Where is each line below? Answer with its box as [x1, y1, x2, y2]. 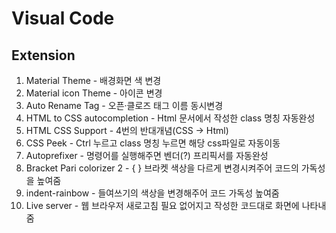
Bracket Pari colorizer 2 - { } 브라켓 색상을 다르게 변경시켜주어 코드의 [25, 162, 299, 174]
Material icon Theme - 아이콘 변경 [25, 87, 163, 99]
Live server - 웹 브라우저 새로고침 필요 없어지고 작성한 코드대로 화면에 [25, 200, 300, 211]
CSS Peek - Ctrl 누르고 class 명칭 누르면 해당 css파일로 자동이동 [25, 137, 281, 149]
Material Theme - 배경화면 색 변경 [25, 75, 162, 86]
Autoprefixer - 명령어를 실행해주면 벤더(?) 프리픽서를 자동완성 [25, 150, 269, 161]
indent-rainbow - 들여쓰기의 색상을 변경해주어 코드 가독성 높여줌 [25, 187, 280, 199]
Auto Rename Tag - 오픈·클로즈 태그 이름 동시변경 [25, 100, 224, 111]
